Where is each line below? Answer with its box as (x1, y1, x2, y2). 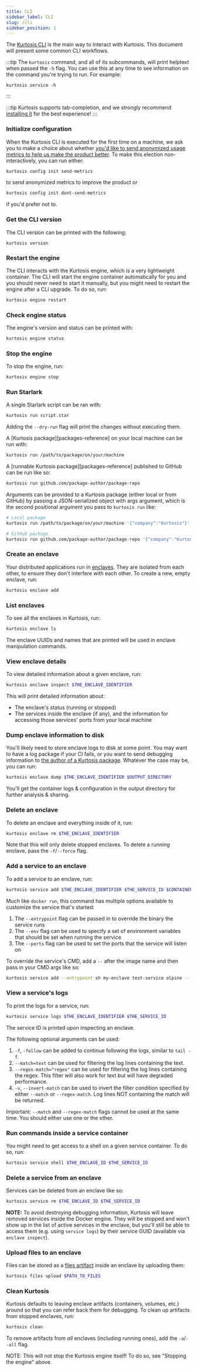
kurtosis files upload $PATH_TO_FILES (6, 1273, 101, 1279)
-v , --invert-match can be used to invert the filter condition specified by (14, 1084, 189, 1091)
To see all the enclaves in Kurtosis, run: (6, 615, 101, 622)
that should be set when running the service (14, 934, 121, 941)
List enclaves (6, 601, 45, 609)
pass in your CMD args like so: (6, 963, 80, 970)
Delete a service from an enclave (6, 1173, 101, 1182)
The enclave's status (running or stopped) (14, 704, 117, 711)
